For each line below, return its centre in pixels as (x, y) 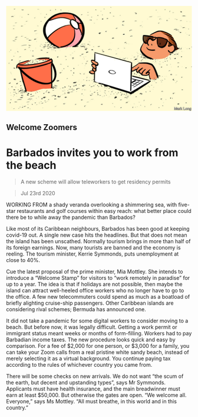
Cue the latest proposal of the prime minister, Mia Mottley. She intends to (95, 271)
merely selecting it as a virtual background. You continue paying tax (88, 358)
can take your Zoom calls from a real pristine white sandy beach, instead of (98, 352)
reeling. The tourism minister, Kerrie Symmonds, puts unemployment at (93, 254)
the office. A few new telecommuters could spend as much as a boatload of (98, 296)
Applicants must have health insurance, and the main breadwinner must (93, 389)
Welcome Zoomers (42, 127)
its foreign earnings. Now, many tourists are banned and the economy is (93, 247)
